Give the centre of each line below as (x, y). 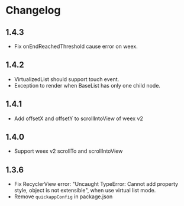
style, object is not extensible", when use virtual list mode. (85, 191)
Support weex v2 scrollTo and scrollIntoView (68, 151)
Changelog (33, 10)
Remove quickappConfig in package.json (63, 197)
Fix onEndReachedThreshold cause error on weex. (76, 46)
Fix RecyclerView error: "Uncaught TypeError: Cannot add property (96, 184)
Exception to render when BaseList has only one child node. (87, 85)
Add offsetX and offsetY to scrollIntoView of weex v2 (78, 118)
